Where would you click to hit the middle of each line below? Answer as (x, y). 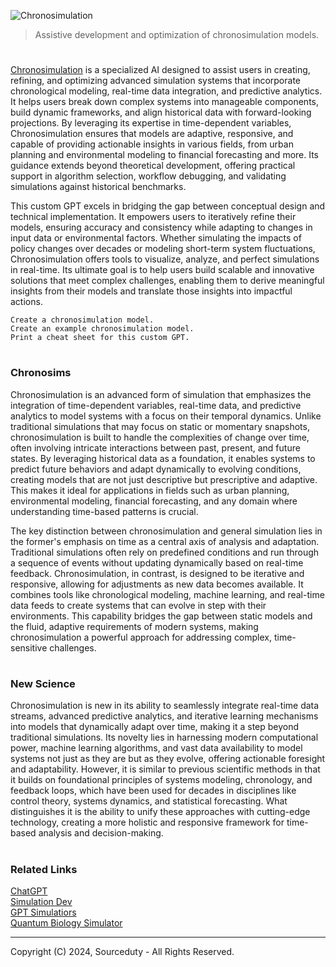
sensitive (29, 647)
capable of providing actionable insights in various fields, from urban (152, 144)
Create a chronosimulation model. (82, 320)
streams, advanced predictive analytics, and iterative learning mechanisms (164, 716)
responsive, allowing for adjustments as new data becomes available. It (157, 584)
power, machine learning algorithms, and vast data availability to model (156, 748)
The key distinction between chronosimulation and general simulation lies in (166, 531)
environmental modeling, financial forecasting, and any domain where (154, 501)
